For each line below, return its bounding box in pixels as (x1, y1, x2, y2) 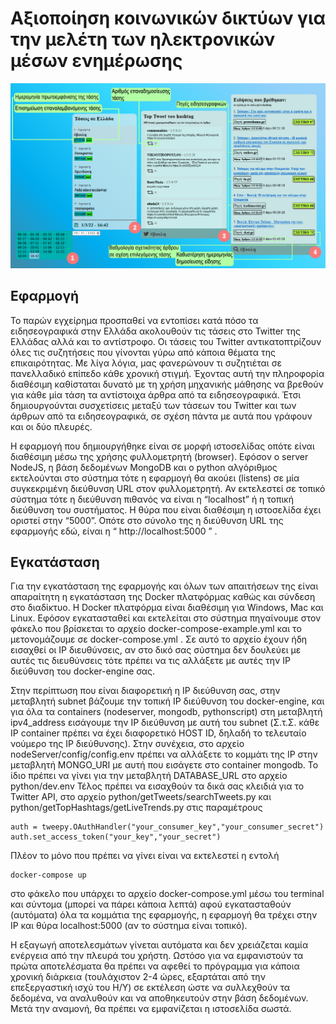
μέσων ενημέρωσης (10, 50, 183, 72)
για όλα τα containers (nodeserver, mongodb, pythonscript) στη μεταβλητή (10, 706, 323, 718)
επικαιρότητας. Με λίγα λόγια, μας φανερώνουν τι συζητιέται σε (10, 357, 282, 369)
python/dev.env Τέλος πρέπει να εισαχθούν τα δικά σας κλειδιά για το (10, 780, 305, 792)
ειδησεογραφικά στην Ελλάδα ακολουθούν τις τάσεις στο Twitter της (10, 325, 302, 337)
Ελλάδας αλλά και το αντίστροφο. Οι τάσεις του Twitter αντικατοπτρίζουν (10, 335, 322, 347)
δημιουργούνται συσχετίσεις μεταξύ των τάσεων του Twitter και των (10, 399, 297, 411)
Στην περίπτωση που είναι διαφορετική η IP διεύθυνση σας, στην (10, 685, 281, 697)
